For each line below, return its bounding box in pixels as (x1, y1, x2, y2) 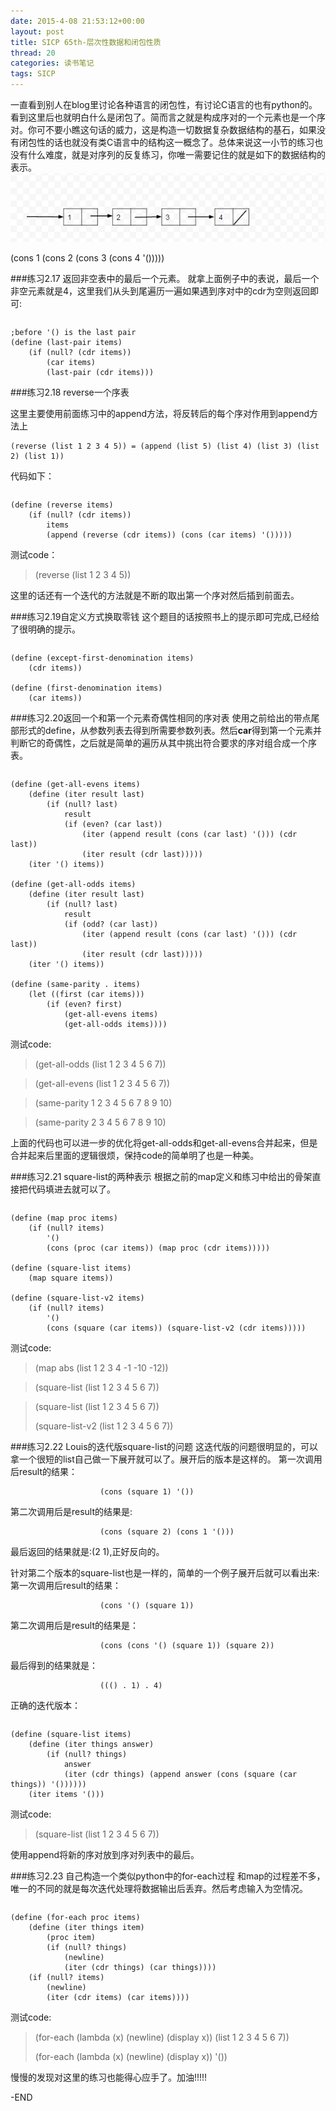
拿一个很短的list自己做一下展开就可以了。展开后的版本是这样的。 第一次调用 (10, 1453, 323, 1465)
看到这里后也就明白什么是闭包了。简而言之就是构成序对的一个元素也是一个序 (10, 111, 326, 123)
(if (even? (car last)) (63, 819, 163, 829)
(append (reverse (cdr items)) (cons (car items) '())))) (46, 530, 293, 540)
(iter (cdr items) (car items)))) (46, 1992, 190, 2002)
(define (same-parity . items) (10, 979, 141, 989)
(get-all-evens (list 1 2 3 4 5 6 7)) (34, 1077, 171, 1089)
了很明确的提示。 (10, 623, 81, 635)
